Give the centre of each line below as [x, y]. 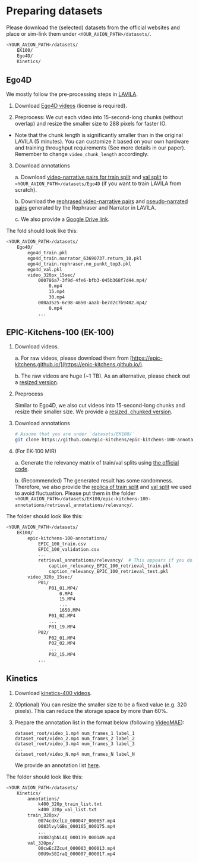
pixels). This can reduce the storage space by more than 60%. [91, 711]
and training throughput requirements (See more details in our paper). [100, 148]
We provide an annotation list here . [57, 765]
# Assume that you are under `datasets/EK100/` [75, 434]
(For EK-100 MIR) [35, 451]
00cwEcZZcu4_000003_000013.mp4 [77, 849]
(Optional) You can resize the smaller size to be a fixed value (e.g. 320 [101, 705]
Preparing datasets [54, 11]
